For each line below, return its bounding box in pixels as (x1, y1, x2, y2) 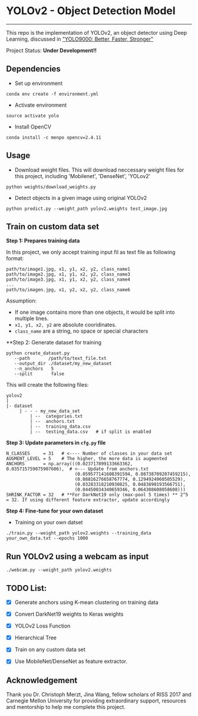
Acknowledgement (6, 675, 78, 685)
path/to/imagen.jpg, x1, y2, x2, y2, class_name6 (6, 287, 131, 293)
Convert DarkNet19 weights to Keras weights (14, 610, 124, 618)
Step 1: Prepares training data (6, 237, 80, 244)
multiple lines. (14, 315, 49, 322)
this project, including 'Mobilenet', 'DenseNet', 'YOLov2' (14, 172, 151, 179)
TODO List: (6, 583, 47, 593)
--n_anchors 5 (14, 366, 54, 372)
